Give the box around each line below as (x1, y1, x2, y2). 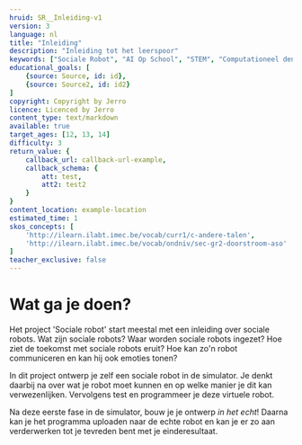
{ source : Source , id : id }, (25, 72, 127, 81)
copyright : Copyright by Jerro (9, 96, 127, 106)
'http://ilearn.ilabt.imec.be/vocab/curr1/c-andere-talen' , (25, 230, 255, 239)
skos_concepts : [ (9, 222, 75, 231)
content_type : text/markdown (9, 113, 119, 122)
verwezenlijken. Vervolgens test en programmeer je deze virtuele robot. (9, 388, 275, 400)
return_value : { (9, 147, 70, 156)
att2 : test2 (41, 181, 87, 190)
